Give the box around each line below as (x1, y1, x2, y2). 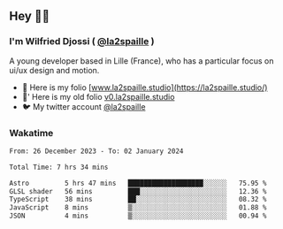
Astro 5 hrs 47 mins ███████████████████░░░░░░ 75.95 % (9, 179, 267, 187)
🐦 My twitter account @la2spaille (21, 101, 146, 111)
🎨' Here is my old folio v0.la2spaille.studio (21, 91, 175, 102)
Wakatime (9, 126, 54, 139)
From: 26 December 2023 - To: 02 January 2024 (9, 147, 184, 156)
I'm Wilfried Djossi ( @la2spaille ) (9, 35, 155, 48)
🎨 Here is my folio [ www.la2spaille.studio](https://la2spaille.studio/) (21, 81, 268, 93)
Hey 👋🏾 (9, 9, 50, 24)
